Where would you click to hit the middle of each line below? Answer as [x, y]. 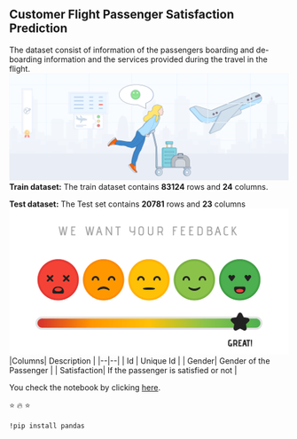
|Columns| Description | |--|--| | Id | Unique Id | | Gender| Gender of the [140, 361]
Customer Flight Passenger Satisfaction [122, 15]
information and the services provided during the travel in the [156, 59]
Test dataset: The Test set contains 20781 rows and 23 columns [128, 204]
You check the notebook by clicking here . [85, 388]
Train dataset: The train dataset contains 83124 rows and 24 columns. [139, 186]
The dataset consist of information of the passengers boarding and [132, 50]
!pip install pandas [47, 426]
